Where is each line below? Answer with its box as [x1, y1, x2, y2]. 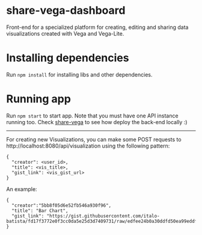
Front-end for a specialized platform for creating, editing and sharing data [6, 23, 189, 31]
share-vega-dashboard [6, 4, 126, 17]
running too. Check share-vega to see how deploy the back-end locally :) [6, 118, 188, 125]
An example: [6, 185, 37, 193]
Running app [6, 92, 71, 106]
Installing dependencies [6, 51, 129, 65]
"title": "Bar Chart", [11, 207, 69, 214]
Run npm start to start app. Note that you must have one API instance [6, 112, 179, 119]
